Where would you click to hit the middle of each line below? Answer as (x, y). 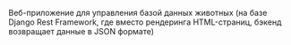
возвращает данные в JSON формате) (81, 31)
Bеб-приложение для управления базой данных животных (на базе (138, 13)
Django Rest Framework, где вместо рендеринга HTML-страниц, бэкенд (145, 22)
